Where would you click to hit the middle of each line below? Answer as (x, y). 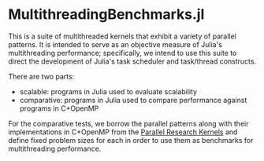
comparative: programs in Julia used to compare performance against (133, 100)
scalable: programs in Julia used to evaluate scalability (108, 91)
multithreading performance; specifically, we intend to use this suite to (123, 53)
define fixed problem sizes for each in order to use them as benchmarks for (131, 140)
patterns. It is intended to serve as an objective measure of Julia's (115, 44)
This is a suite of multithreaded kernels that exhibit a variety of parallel (122, 36)
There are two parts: (41, 76)
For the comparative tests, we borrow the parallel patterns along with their (128, 123)
